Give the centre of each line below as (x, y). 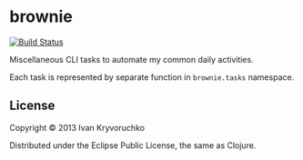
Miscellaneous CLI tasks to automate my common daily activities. (131, 59)
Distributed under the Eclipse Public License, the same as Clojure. (133, 145)
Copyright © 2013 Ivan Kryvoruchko (77, 127)
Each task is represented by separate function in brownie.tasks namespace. (152, 77)
